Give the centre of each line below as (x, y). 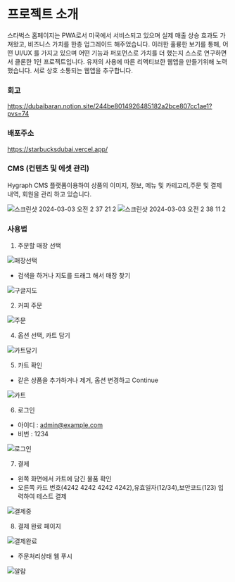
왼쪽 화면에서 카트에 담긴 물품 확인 (64, 479)
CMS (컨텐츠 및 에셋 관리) (49, 168)
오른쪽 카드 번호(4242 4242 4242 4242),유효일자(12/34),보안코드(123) (117, 488)
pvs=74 (18, 114)
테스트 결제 (51, 496)
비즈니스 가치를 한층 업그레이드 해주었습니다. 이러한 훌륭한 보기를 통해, (125, 44)
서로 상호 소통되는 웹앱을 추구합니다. (83, 70)
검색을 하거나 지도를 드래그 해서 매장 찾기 (74, 276)
